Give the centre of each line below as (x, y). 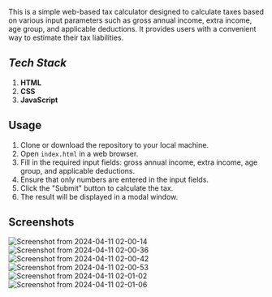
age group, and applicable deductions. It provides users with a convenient (132, 29)
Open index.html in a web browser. (79, 153)
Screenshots (41, 222)
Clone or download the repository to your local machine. (114, 144)
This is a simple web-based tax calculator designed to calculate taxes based (136, 12)
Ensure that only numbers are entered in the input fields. (114, 179)
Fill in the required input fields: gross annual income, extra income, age (139, 162)
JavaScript (39, 100)
